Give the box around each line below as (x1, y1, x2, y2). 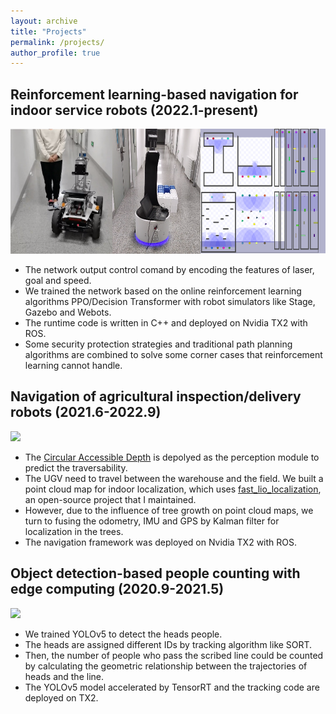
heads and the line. (24, 670, 104, 682)
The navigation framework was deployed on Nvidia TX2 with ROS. (24, 536, 298, 548)
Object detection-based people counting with (10, 565, 301, 582)
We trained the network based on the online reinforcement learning (24, 285, 302, 297)
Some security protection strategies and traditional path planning (24, 338, 293, 350)
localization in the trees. (24, 525, 124, 537)
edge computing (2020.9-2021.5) (10, 581, 225, 598)
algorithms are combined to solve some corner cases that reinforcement (24, 349, 323, 361)
